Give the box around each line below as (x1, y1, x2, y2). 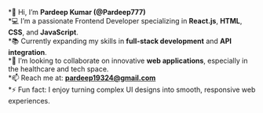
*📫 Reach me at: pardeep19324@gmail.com (8, 73, 156, 82)
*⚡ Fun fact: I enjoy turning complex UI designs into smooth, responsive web (8, 85, 256, 94)
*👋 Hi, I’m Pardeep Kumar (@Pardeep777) (8, 8, 146, 16)
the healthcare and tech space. (8, 64, 109, 74)
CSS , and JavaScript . (8, 27, 79, 37)
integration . (8, 48, 47, 56)
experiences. (8, 97, 51, 105)
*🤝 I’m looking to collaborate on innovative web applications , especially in (8, 56, 248, 65)
